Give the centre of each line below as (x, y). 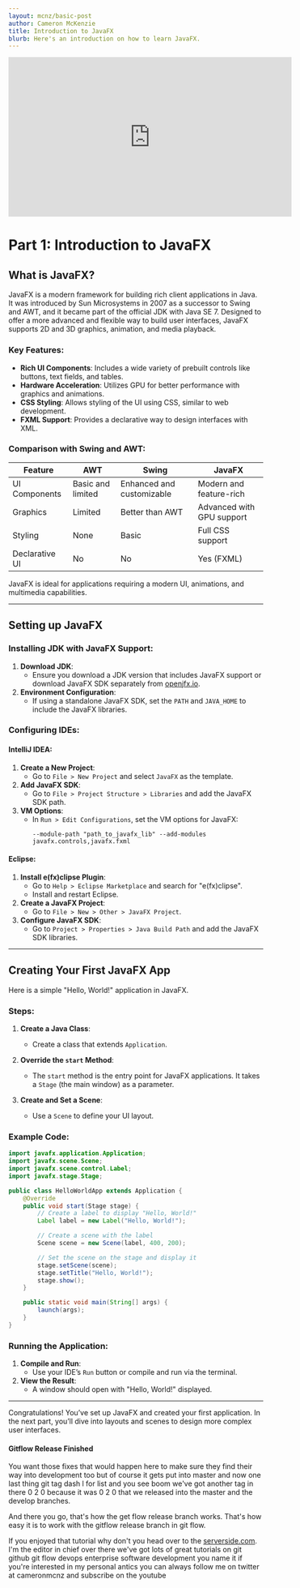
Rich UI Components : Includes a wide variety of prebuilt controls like (135, 368)
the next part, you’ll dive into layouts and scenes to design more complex (130, 1421)
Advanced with (226, 507)
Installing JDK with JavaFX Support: (81, 648)
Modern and (221, 483)
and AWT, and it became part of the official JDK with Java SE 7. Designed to (135, 312)
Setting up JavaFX (56, 625)
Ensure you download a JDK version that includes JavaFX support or (147, 674)
